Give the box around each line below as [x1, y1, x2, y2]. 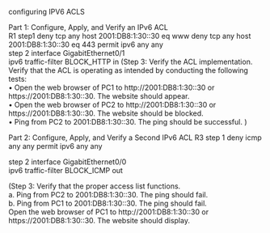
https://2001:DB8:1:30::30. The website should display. [8, 216, 190, 225]
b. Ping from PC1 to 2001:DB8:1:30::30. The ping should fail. [8, 198, 208, 208]
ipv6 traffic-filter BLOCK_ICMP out [8, 166, 124, 175]
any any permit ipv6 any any [8, 142, 103, 150]
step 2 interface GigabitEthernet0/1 [8, 49, 125, 57]
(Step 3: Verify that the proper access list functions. [8, 181, 181, 191]
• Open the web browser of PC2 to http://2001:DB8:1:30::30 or [8, 100, 217, 109]
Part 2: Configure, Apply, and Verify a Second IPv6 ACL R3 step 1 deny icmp [8, 133, 262, 142]
